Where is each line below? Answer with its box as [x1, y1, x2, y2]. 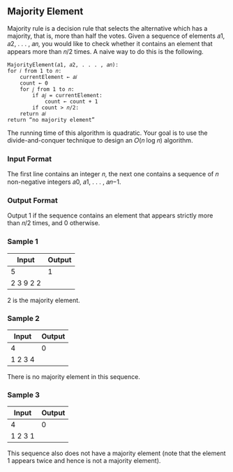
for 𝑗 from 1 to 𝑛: [20, 85, 75, 93]
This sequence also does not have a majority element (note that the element [7, 449, 226, 457]
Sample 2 [7, 313, 40, 323]
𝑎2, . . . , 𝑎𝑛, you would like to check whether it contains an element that [7, 39, 213, 48]
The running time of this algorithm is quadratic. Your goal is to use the [7, 129, 208, 137]
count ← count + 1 [44, 98, 98, 105]
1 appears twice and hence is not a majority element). [7, 457, 161, 465]
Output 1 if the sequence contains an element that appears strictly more [7, 211, 213, 220]
